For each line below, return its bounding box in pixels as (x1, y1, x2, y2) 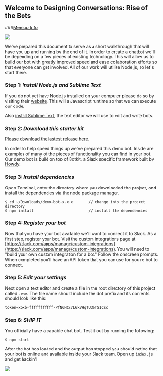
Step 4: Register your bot (5, 219, 66, 226)
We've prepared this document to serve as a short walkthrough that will (5, 43, 149, 49)
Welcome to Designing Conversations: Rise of (5, 4, 148, 12)
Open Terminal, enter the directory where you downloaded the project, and (5, 185, 157, 190)
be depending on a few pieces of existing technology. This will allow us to (5, 54, 154, 59)
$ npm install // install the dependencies (5, 208, 148, 213)
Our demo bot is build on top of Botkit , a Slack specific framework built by (5, 156, 154, 162)
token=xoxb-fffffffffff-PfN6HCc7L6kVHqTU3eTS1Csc (5, 305, 109, 310)
